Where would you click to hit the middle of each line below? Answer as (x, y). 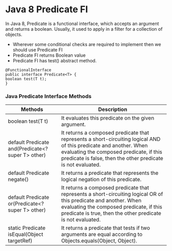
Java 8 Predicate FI (47, 9)
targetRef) (20, 241)
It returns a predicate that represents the (110, 173)
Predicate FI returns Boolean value (49, 55)
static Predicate (27, 228)
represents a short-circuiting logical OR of (112, 194)
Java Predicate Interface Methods (48, 96)
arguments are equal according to (102, 235)
